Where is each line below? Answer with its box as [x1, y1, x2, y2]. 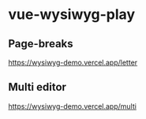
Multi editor [8, 80, 67, 94]
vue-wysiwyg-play [8, 6, 136, 24]
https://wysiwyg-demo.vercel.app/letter [8, 58, 138, 67]
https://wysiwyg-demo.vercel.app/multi [8, 101, 137, 111]
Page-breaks [8, 37, 73, 50]
